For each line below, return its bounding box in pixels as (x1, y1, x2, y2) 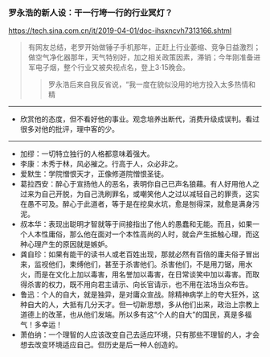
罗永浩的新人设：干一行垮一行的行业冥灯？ (8, 6, 174, 18)
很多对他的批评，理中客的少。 (19, 125, 119, 134)
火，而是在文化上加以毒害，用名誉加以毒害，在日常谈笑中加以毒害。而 (19, 269, 253, 279)
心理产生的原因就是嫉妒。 (27, 240, 112, 249)
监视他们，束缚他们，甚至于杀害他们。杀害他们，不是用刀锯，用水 (34, 260, 253, 269)
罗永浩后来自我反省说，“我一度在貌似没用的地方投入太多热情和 (47, 80, 256, 89)
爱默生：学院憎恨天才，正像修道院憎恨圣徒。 (19, 169, 169, 178)
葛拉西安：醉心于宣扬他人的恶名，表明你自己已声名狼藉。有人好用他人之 (19, 179, 260, 189)
